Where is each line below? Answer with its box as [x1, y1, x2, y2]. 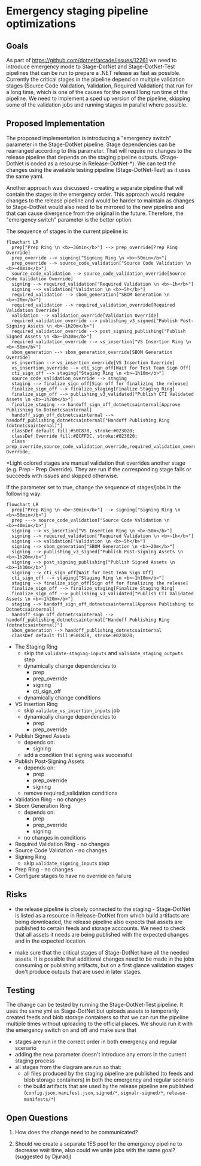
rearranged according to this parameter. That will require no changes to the [6, 147, 192, 154]
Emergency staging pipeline [6, 4, 148, 18]
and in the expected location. [14, 937, 87, 944]
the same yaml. [6, 172, 44, 180]
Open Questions [6, 1113, 68, 1123]
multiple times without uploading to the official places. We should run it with [6, 1020, 193, 1028]
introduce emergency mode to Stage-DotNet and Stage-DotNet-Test [6, 63, 175, 70]
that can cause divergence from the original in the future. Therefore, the [6, 210, 184, 217]
